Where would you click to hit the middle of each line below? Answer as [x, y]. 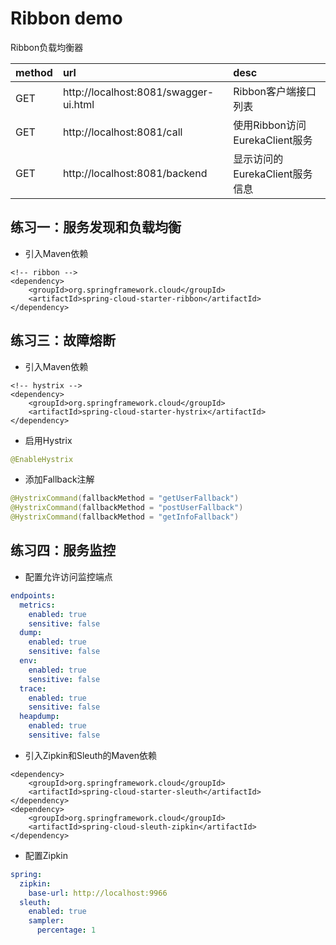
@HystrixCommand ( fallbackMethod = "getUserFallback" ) [125, 498]
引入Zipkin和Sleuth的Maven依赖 [90, 755]
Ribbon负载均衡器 [47, 47]
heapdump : [39, 717]
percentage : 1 [66, 930]
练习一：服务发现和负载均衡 [96, 227]
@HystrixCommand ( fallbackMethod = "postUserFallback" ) [127, 508]
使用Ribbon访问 [270, 125]
